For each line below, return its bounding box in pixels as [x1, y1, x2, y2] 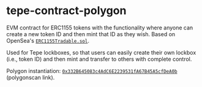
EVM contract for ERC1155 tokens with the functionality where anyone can [6, 24, 193, 31]
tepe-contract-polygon [6, 4, 127, 18]
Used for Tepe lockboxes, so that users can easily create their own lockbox [6, 48, 196, 56]
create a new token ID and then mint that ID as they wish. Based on [6, 30, 176, 37]
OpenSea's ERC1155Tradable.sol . [6, 37, 90, 44]
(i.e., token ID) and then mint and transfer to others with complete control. [6, 55, 192, 62]
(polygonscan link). [6, 74, 55, 81]
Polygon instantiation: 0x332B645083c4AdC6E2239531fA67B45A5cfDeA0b [6, 67, 178, 74]
